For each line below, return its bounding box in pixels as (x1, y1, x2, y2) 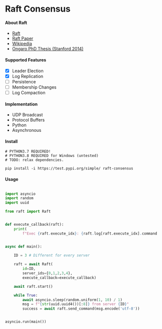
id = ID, (22, 266, 36, 271)
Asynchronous (12, 127, 42, 133)
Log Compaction (12, 90, 46, 95)
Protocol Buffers (12, 117, 45, 123)
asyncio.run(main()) (5, 319, 47, 324)
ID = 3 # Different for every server (14, 253, 90, 258)
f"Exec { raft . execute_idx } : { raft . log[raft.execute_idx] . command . (22, 231, 160, 236)
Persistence (12, 78, 36, 84)
